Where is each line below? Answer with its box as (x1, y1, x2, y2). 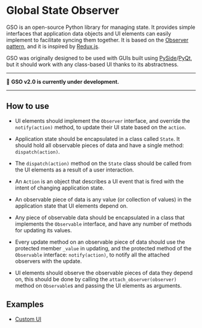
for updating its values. (14, 226, 72, 234)
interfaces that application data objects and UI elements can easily (6, 29, 171, 37)
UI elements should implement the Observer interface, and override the (14, 117, 191, 124)
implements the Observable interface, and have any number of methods (14, 220, 192, 227)
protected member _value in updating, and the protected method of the (14, 244, 192, 252)
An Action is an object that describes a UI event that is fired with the (14, 178, 184, 185)
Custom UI (14, 315, 41, 323)
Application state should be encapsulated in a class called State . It (14, 135, 180, 142)
